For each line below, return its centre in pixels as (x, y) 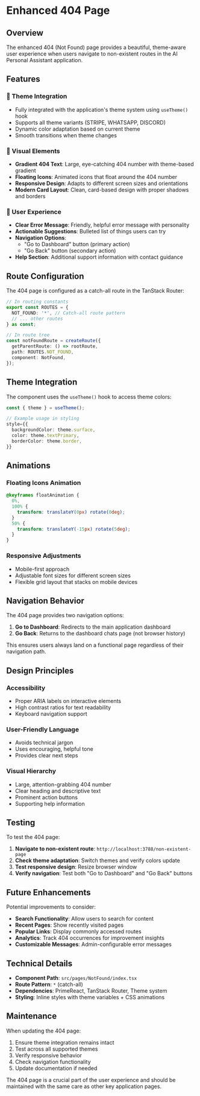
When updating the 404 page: (44, 1031)
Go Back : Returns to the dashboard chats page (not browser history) (100, 634)
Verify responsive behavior (48, 1055)
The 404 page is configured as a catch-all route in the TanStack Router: (95, 291)
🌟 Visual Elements (33, 151)
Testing (21, 822)
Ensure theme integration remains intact (64, 1042)
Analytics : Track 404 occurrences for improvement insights (89, 938)
